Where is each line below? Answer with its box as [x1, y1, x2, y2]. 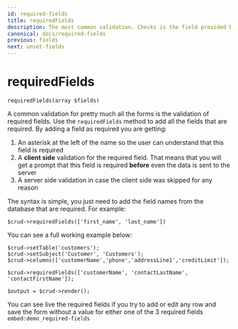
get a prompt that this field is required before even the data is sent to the [17, 161, 230, 169]
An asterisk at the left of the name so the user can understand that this [17, 138, 225, 146]
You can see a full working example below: [7, 231, 132, 239]
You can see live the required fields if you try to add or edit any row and [7, 300, 217, 308]
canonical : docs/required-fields [7, 30, 106, 37]
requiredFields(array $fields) [7, 97, 100, 104]
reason [17, 183, 39, 192]
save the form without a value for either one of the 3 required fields [7, 307, 203, 316]
